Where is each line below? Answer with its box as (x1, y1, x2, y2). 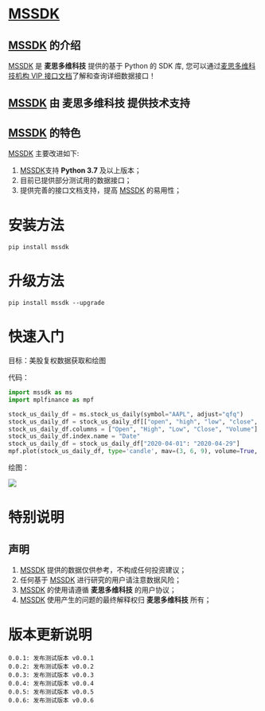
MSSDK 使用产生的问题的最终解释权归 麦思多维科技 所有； (19, 595, 212, 605)
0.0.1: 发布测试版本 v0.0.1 (8, 654, 94, 662)
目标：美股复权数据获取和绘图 (8, 356, 106, 365)
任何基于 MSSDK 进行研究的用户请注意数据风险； (19, 575, 181, 585)
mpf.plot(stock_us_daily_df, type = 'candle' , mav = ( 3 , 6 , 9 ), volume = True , (8, 447, 259, 455)
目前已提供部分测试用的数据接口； (19, 176, 132, 186)
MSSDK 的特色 (8, 126, 81, 139)
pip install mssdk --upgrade (8, 299, 105, 307)
